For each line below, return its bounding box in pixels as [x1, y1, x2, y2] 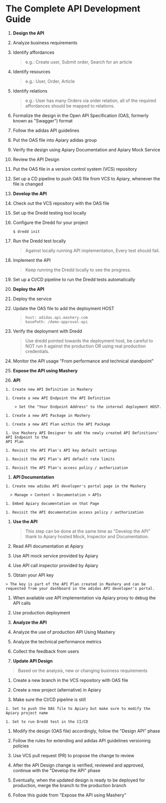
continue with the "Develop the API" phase [12, 767, 101, 773]
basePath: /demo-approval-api [25, 319, 88, 324]
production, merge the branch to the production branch [12, 782, 126, 788]
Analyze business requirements [12, 39, 78, 45]
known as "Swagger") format [12, 117, 73, 123]
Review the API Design [12, 156, 60, 162]
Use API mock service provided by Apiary [12, 553, 98, 559]
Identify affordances [12, 49, 55, 55]
